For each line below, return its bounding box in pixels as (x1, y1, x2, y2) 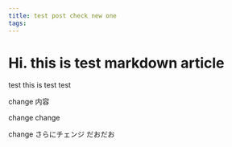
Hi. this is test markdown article (8, 54, 225, 72)
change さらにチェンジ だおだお (8, 129, 115, 139)
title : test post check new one (8, 11, 117, 20)
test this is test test (8, 80, 71, 90)
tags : (8, 19, 27, 27)
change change (8, 113, 60, 123)
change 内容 (8, 97, 50, 107)
